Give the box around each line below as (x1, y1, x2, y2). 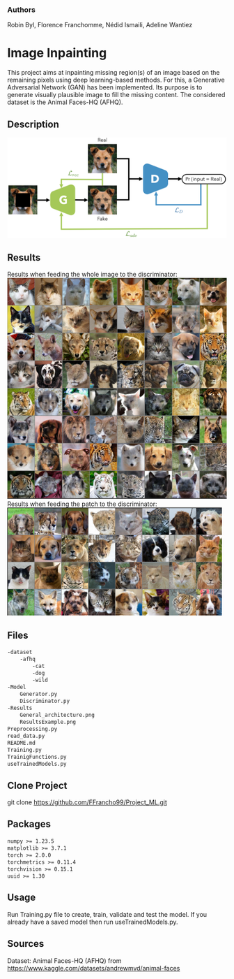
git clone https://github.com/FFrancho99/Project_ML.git (7, 798, 167, 806)
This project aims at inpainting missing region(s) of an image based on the (7, 68, 221, 77)
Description (7, 118, 59, 130)
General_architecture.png (19, 711, 95, 719)
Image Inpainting (7, 45, 107, 61)
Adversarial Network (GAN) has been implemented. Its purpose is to (7, 83, 203, 92)
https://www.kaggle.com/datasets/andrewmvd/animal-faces (7, 964, 180, 972)
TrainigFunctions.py (7, 753, 68, 761)
